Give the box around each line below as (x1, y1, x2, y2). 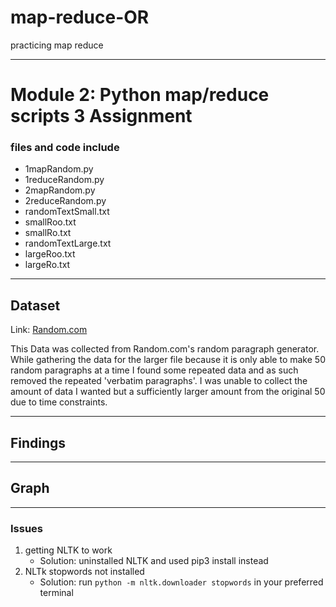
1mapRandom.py (24, 163, 94, 175)
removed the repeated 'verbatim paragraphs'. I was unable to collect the (10, 375, 308, 387)
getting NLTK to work (24, 544, 113, 556)
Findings (10, 434, 67, 451)
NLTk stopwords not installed (24, 566, 145, 578)
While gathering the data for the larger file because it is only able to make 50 (10, 354, 326, 366)
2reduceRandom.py (24, 195, 107, 207)
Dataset (10, 297, 61, 314)
